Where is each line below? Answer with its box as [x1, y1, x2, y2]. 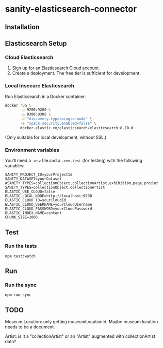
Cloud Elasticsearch [5, 54, 53, 60]
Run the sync [5, 282, 37, 289]
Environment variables [5, 146, 60, 153]
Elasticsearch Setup [5, 39, 67, 47]
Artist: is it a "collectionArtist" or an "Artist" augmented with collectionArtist [5, 333, 156, 339]
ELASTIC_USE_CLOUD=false [5, 189, 55, 194]
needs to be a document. [5, 324, 55, 330]
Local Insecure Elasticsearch [5, 82, 74, 89]
